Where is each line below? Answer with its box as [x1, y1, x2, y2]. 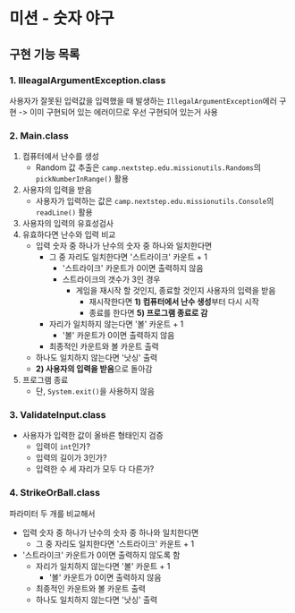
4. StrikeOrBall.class [9, 487, 101, 499]
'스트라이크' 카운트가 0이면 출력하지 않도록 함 [21, 549, 181, 560]
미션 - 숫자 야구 [9, 8, 114, 29]
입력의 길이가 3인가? [35, 453, 107, 464]
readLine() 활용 [35, 207, 93, 217]
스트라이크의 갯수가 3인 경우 [62, 274, 161, 285]
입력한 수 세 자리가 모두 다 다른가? [35, 464, 155, 474]
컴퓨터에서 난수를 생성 [21, 151, 100, 162]
